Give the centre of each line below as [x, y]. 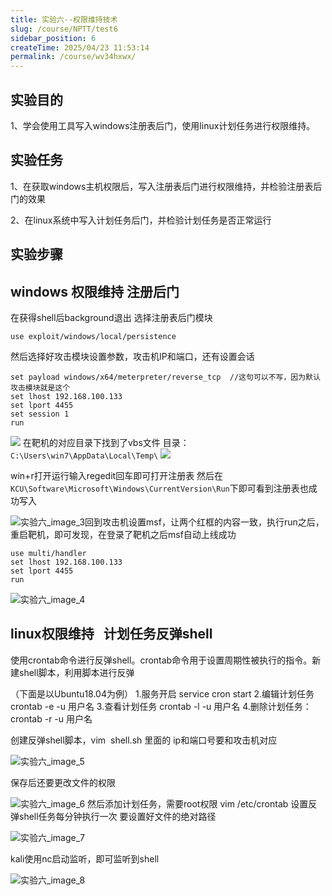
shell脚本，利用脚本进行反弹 [76, 672]
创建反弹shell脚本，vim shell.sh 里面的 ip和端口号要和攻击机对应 [144, 740]
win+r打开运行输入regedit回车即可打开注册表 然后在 [117, 475]
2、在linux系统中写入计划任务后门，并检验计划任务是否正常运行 [141, 220]
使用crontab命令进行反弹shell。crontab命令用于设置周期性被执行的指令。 [161, 660]
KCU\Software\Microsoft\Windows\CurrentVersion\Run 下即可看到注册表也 [159, 488]
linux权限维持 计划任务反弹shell [111, 634]
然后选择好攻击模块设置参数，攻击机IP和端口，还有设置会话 [132, 356]
